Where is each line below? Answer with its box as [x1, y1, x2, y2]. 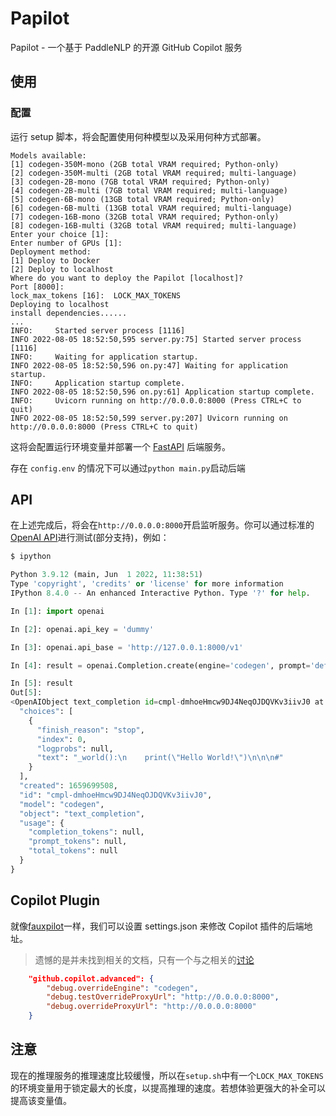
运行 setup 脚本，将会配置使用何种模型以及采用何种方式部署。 [10, 130, 267, 142]
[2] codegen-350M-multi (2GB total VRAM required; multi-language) [10, 168, 298, 178]
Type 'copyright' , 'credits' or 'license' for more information [10, 579, 284, 589]
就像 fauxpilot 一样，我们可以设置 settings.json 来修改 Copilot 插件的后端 [10, 920, 305, 932]
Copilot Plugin [10, 892, 100, 909]
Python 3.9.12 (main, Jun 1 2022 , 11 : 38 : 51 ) [10, 570, 203, 580]
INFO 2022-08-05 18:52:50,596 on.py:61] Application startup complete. [10, 387, 315, 397]
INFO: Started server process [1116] [10, 325, 186, 336]
